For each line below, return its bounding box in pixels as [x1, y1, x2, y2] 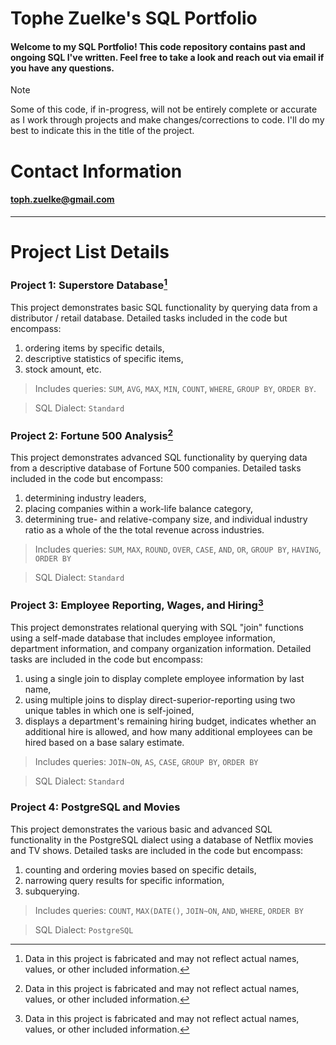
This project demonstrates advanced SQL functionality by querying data [10, 452, 308, 464]
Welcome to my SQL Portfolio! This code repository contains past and [10, 40, 306, 52]
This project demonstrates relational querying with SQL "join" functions [10, 622, 305, 634]
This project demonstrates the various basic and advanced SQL [10, 823, 273, 835]
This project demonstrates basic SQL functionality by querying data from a [10, 301, 318, 313]
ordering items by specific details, [24, 342, 165, 354]
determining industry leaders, [24, 492, 147, 504]
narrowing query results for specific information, [24, 874, 225, 886]
